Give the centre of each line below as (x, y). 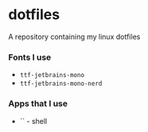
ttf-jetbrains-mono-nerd (61, 84)
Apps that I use (38, 103)
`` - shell (33, 121)
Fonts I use (30, 57)
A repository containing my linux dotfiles (74, 37)
